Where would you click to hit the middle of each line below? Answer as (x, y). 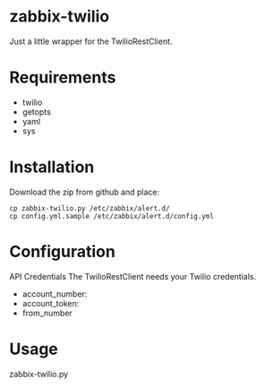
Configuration (63, 252)
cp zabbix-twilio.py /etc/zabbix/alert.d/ (90, 208)
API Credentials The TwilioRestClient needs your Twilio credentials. (133, 276)
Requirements (63, 78)
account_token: (51, 303)
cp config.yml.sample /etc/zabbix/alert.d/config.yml (112, 216)
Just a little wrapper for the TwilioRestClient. (91, 41)
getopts (36, 112)
